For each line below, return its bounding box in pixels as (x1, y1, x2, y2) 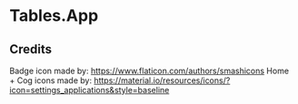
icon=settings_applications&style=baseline (9, 85, 170, 95)
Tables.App (9, 5, 99, 26)
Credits (9, 42, 53, 57)
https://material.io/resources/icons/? (94, 75, 231, 86)
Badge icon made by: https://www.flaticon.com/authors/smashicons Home (9, 65, 289, 76)
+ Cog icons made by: (9, 75, 93, 86)
